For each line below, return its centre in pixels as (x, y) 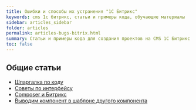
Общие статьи (34, 68)
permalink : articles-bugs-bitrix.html (53, 33)
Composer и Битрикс (40, 94)
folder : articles (27, 28)
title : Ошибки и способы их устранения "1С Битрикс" (72, 11)
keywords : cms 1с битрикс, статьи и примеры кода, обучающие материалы (95, 17)
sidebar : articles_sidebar (39, 22)
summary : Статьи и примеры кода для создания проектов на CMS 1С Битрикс (98, 39)
